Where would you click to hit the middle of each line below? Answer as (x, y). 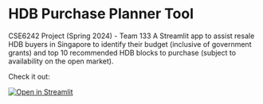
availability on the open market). (61, 61)
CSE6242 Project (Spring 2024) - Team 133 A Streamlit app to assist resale (131, 36)
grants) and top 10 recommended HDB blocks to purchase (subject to (122, 52)
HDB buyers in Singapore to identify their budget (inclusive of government (130, 44)
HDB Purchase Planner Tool (101, 14)
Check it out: (29, 76)
